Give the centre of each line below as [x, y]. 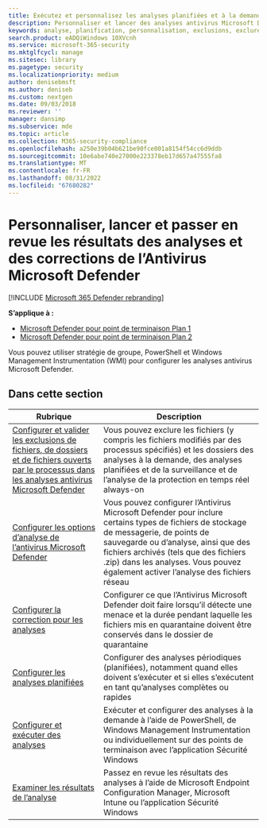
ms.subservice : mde [41, 126]
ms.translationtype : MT [48, 164]
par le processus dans [54, 470]
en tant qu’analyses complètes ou [166, 687]
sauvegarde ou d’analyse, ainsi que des [176, 542]
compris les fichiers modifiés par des [172, 439]
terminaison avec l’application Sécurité [175, 749]
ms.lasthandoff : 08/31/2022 [55, 178]
